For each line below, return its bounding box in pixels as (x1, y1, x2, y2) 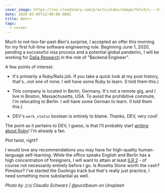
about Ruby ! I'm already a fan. (5, 128, 66, 134)
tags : (5, 21, 16, 26)
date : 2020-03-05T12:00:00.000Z (5, 12, 71, 17)
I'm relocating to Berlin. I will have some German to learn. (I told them (12, 98, 152, 104)
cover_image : (5, 7, 32, 12)
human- (138, 147, 155, 153)
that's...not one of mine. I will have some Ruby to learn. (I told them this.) (12, 79, 159, 85)
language (5, 152, 24, 158)
